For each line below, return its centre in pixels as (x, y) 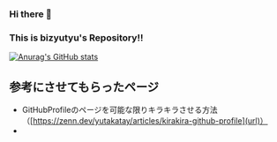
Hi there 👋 (31, 14)
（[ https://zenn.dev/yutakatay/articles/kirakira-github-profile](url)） (145, 121)
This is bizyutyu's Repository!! (76, 37)
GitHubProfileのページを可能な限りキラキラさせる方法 (120, 110)
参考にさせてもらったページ (84, 87)
